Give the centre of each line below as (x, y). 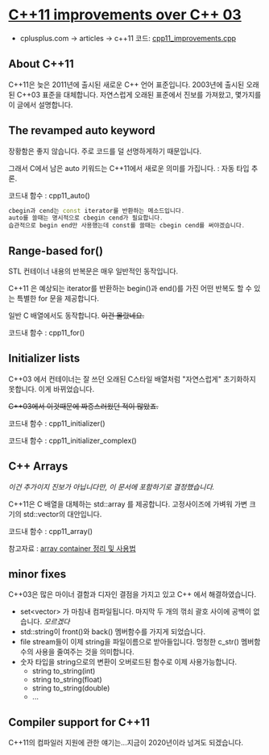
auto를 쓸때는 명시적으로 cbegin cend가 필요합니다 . (86, 218)
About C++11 (41, 64)
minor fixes (37, 574)
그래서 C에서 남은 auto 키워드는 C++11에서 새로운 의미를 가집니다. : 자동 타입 (129, 168)
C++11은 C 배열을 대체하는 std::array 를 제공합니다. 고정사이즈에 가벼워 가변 (128, 504)
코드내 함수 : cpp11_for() (47, 333)
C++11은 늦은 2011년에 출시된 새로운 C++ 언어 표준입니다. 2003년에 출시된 (126, 84)
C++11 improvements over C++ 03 (125, 15)
